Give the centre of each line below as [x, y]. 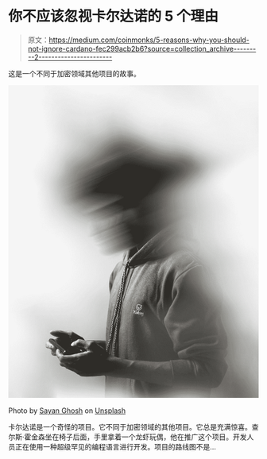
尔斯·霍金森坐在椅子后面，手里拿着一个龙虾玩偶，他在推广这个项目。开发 [128, 437]
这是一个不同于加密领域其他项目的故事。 [74, 73]
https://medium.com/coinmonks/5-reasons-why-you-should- [149, 40]
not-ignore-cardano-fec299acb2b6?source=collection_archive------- [142, 48]
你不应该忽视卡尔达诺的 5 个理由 [113, 16]
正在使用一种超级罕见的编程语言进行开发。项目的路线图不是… [116, 447]
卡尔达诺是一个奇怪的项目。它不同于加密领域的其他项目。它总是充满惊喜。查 [133, 427]
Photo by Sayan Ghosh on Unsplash [67, 411]
